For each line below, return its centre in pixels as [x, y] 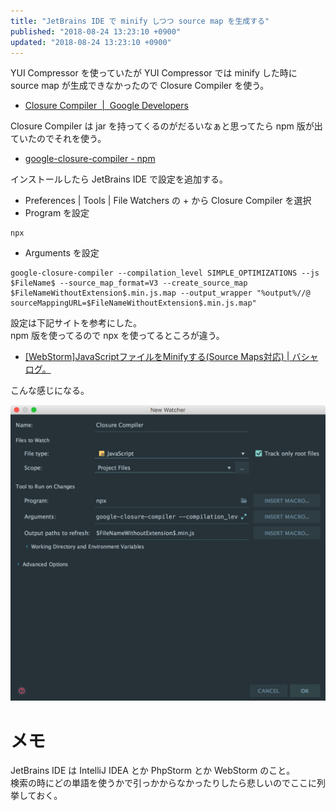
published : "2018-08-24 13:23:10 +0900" [96, 31]
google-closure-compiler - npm [90, 159]
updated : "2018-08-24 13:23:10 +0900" [91, 42]
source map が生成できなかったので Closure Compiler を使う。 [140, 86]
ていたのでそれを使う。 [58, 139]
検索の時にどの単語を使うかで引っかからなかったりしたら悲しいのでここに [163, 783]
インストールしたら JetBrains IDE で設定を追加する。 [119, 179]
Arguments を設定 [62, 253]
